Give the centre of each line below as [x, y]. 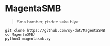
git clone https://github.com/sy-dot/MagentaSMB [55, 30]
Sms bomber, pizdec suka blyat [48, 22]
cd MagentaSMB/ [20, 34]
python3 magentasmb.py [28, 39]
